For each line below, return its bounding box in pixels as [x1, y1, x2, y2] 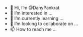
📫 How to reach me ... [10, 26, 57, 32]
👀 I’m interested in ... [10, 10, 53, 16]
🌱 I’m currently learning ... [10, 15, 64, 21]
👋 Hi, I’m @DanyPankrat [10, 5, 59, 10]
